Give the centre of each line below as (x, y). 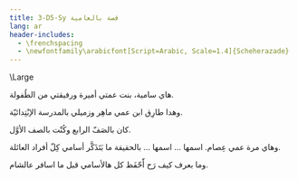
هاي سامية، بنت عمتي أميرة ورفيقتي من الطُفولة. (92, 95)
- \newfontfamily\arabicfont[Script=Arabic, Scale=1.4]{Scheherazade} (154, 52)
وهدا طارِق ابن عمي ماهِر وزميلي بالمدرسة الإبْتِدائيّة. (96, 112)
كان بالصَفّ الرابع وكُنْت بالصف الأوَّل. (70, 130)
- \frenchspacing (50, 43)
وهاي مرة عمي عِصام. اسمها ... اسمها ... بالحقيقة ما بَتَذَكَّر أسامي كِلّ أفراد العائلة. (145, 147)
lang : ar (26, 26)
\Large (22, 77)
